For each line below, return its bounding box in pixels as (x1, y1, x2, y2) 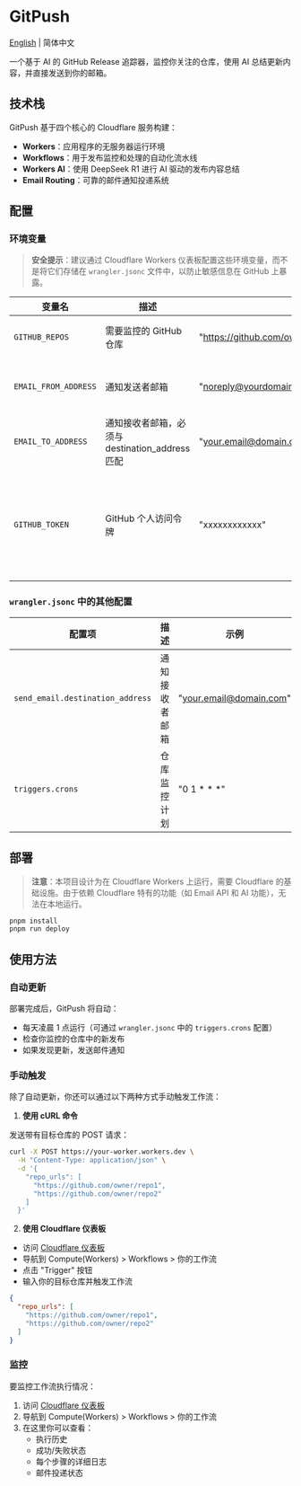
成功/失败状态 (35, 1445, 87, 1455)
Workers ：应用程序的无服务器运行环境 (21, 141, 166, 152)
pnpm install (9, 916, 58, 925)
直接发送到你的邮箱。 (32, 67, 112, 78)
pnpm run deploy (9, 924, 70, 933)
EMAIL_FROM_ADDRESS (13, 382, 97, 392)
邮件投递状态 (35, 1467, 83, 1478)
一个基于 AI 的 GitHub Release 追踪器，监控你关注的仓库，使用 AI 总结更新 (9, 56, 284, 66)
